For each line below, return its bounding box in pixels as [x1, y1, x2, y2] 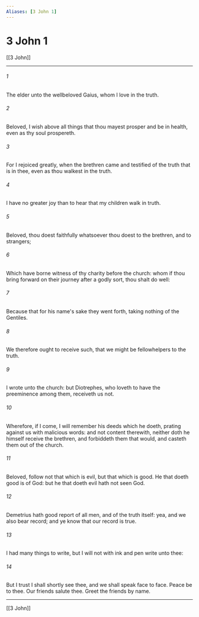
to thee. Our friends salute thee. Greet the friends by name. [6, 587, 151, 595]
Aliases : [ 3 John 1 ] [6, 8, 57, 15]
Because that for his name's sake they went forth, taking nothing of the [6, 307, 179, 314]
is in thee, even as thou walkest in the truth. [6, 168, 113, 175]
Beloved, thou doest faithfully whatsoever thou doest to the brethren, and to [6, 232, 191, 239]
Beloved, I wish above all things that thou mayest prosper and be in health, [6, 123, 188, 130]
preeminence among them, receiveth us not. [6, 390, 114, 397]
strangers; [6, 237, 31, 245]
